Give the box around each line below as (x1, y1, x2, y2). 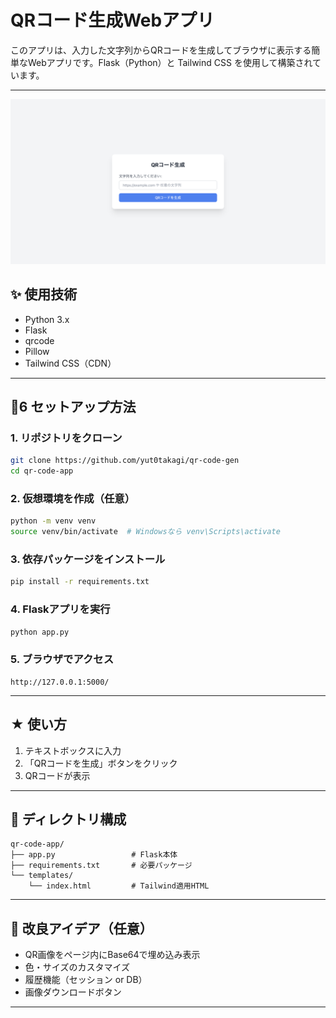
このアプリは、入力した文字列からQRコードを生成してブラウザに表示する (10, 44, 312, 56)
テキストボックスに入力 (24, 744, 122, 756)
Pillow (24, 345, 50, 357)
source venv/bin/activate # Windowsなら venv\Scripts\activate (10, 527, 281, 537)
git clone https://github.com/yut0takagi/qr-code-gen (10, 456, 240, 466)
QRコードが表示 (24, 769, 91, 781)
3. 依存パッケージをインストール (10, 552, 166, 566)
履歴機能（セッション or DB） (24, 974, 148, 986)
